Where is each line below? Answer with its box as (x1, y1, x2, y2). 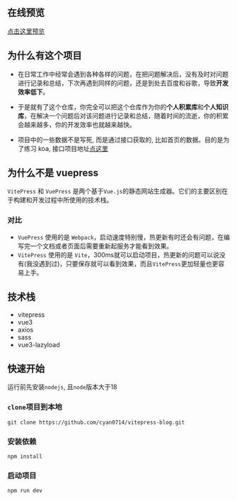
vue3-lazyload (17, 340, 60, 349)
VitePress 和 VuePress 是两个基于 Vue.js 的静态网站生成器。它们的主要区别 (7, 187, 222, 196)
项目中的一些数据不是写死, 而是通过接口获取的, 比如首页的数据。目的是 (17, 135, 224, 144)
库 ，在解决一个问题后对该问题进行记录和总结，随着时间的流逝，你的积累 (17, 111, 229, 120)
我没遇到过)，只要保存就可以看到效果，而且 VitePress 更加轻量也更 (25, 259, 219, 268)
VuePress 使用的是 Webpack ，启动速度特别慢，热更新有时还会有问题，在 (17, 232, 224, 241)
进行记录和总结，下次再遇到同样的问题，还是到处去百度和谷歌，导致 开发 (17, 79, 229, 87)
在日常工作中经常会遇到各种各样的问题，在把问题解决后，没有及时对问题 (17, 69, 229, 78)
